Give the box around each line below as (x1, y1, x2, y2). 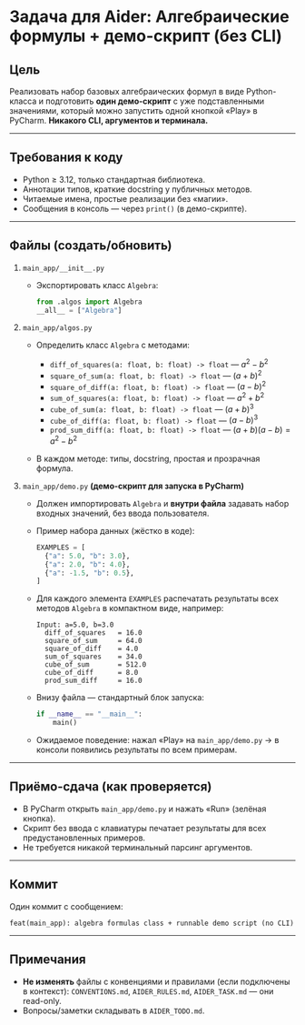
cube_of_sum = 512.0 (44, 660, 147, 669)
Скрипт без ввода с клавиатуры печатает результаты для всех (22, 822, 267, 833)
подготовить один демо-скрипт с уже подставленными (44, 95, 265, 106)
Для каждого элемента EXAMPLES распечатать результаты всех (35, 593, 280, 604)
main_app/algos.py (22, 324, 93, 333)
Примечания (9, 952, 86, 968)
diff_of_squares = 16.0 (44, 628, 143, 638)
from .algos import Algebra (35, 297, 143, 306)
